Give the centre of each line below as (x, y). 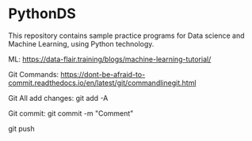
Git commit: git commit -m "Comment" (71, 113)
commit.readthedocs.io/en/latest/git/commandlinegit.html (102, 83)
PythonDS (42, 14)
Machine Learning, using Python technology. (81, 43)
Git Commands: (34, 74)
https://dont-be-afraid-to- (103, 74)
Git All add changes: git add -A (58, 98)
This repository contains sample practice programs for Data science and (126, 35)
